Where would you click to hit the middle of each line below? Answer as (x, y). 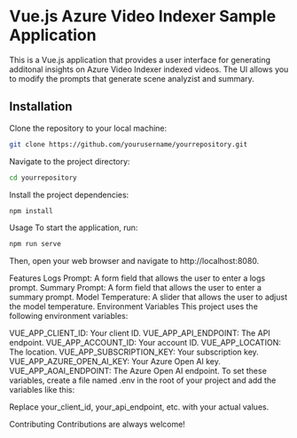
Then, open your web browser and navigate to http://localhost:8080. (134, 261)
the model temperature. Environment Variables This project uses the (134, 307)
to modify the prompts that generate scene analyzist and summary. (132, 78)
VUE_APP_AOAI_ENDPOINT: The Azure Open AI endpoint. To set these (138, 371)
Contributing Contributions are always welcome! (98, 425)
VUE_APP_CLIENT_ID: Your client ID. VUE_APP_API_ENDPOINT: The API (140, 333)
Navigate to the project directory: (70, 161)
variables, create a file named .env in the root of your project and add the (143, 380)
